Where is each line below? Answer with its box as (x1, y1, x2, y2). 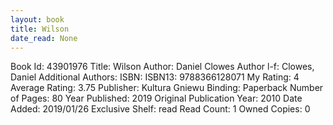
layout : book (10, 14, 65, 25)
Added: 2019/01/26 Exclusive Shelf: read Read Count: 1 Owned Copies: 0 (10, 103, 311, 115)
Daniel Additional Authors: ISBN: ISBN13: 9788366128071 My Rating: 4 (10, 71, 300, 83)
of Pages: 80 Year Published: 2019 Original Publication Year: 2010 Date (10, 92, 303, 105)
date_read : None (10, 33, 78, 43)
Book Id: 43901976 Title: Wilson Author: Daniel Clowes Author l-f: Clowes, (10, 61, 315, 73)
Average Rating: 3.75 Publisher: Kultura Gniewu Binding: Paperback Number (10, 82, 324, 94)
